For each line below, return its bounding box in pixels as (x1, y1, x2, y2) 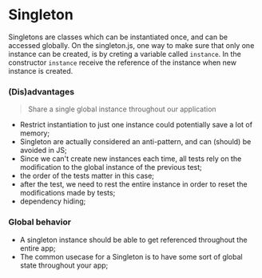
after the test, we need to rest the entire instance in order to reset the (19, 179, 248, 189)
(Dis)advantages (8, 86, 74, 97)
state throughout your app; (19, 260, 109, 270)
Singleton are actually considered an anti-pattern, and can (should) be (19, 137, 252, 147)
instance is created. (8, 66, 73, 75)
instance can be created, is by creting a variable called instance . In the (8, 49, 241, 58)
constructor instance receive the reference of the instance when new (8, 58, 237, 67)
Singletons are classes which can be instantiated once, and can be (8, 32, 228, 42)
